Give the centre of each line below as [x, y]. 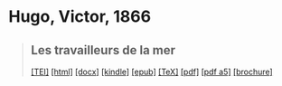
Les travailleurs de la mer [103, 50]
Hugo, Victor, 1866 [80, 17]
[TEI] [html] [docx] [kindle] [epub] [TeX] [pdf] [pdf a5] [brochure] [151, 72]
